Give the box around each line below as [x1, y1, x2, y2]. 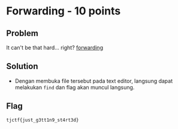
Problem [6, 28, 39, 38]
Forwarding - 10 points [6, 4, 121, 18]
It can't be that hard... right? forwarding [6, 44, 104, 51]
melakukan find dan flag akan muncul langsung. [14, 83, 135, 91]
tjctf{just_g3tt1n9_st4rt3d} [6, 117, 79, 123]
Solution [6, 61, 38, 71]
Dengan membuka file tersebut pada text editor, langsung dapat [14, 77, 173, 85]
